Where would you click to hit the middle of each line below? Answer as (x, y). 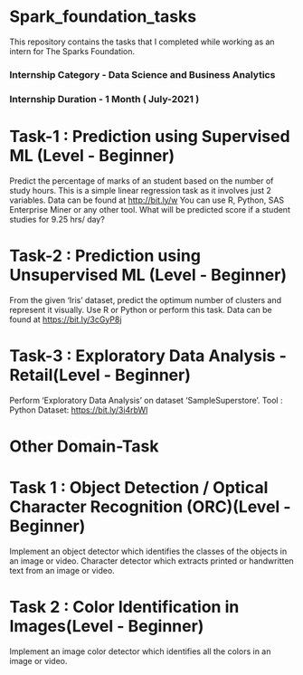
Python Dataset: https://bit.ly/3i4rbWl (79, 410)
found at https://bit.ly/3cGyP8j (66, 319)
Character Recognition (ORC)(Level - (150, 506)
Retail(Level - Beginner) (100, 375)
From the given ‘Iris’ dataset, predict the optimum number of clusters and (146, 299)
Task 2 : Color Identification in (124, 607)
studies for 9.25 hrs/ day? (57, 219)
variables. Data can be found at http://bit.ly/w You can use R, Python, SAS (147, 200)
